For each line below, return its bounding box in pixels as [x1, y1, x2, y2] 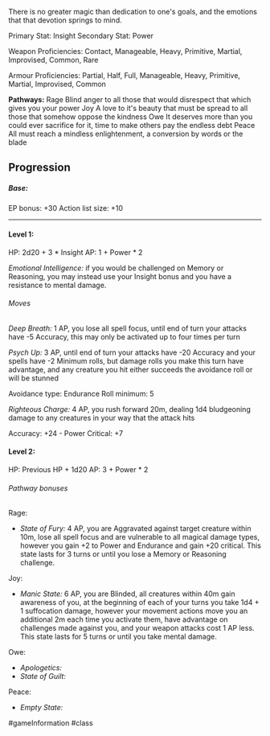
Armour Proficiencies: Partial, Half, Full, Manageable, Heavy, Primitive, [8, 71, 241, 80]
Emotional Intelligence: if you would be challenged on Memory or [8, 263, 224, 273]
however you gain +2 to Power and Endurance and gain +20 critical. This [19, 541, 261, 550]
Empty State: [19, 703, 63, 713]
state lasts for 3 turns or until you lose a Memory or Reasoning [19, 549, 227, 559]
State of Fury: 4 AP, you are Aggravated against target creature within [19, 524, 252, 533]
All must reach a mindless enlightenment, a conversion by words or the [8, 129, 243, 138]
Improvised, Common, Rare [8, 56, 99, 64]
